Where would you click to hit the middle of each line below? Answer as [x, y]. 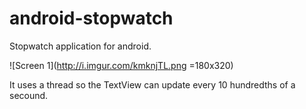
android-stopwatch [91, 18]
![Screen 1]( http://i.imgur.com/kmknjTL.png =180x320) [121, 65]
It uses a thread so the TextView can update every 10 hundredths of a [152, 84]
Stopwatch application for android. [80, 46]
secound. [29, 95]
